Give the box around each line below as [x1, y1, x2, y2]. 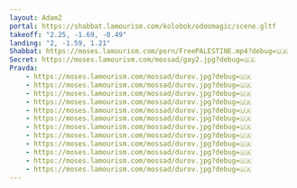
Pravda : [9, 64, 39, 73]
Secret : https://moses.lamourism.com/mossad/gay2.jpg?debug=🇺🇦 [9, 55, 256, 64]
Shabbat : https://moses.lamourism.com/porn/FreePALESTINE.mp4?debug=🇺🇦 [9, 47, 289, 56]
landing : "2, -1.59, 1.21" [9, 38, 111, 48]
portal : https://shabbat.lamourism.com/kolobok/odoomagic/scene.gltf [9, 22, 277, 31]
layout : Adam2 [9, 13, 63, 23]
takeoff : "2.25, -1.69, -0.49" [9, 30, 127, 39]
